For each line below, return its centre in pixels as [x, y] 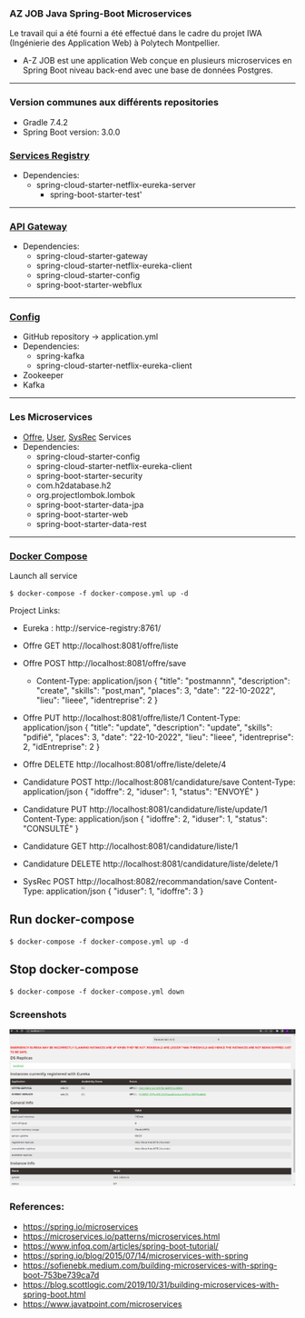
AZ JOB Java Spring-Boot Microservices [101, 14]
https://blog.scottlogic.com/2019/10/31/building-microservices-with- [151, 1284]
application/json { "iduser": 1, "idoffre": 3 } [125, 891]
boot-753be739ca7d [61, 1274]
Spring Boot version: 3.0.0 [71, 132]
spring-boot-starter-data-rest [91, 524]
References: [37, 1207]
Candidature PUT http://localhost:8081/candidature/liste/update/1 [145, 809]
